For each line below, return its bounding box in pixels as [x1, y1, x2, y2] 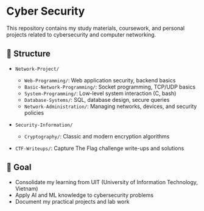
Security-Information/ [15, 122, 73, 128]
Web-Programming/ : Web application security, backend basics [24, 76, 176, 84]
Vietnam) [15, 185, 38, 192]
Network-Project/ [15, 66, 60, 72]
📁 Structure [6, 49, 51, 59]
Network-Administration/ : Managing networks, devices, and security [24, 102, 197, 110]
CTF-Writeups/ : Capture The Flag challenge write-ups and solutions [15, 145, 185, 152]
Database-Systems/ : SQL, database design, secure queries [24, 96, 170, 103]
